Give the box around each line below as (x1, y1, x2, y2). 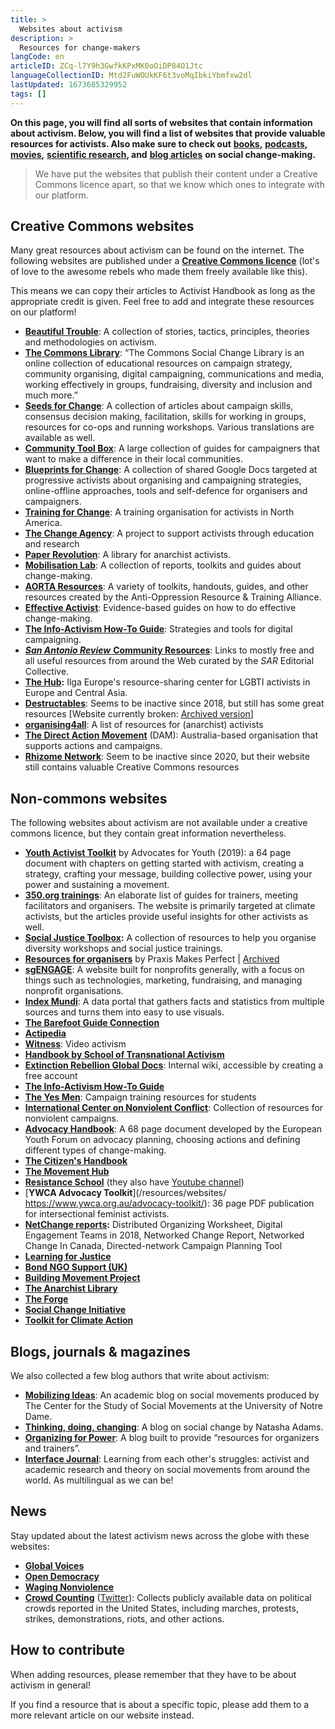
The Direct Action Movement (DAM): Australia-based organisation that (24, 729, 319, 741)
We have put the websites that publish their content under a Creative (34, 167, 318, 180)
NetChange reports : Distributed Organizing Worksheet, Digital (24, 1219, 283, 1231)
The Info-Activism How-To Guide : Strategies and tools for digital (24, 623, 293, 635)
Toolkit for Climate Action (24, 1314, 134, 1326)
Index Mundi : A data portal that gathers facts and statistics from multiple (24, 996, 325, 1008)
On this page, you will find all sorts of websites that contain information (10, 116, 313, 128)
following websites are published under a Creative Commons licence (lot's (10, 255, 320, 267)
